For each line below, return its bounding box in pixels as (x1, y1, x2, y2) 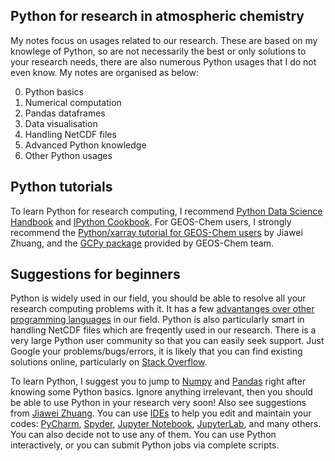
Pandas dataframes (24, 107, 106, 119)
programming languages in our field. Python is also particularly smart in (10, 314, 305, 326)
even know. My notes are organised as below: (10, 66, 200, 78)
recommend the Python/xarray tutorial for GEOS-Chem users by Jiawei (10, 226, 303, 238)
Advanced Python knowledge (24, 139, 147, 151)
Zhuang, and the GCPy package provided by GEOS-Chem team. (10, 237, 274, 249)
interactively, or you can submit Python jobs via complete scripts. (10, 439, 280, 451)
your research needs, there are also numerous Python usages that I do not (10, 55, 317, 68)
